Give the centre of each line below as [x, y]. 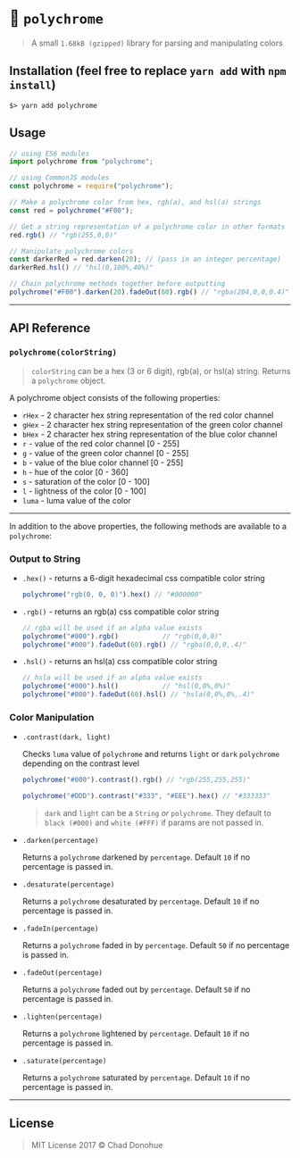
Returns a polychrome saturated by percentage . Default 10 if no [136, 1078]
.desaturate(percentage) [68, 885]
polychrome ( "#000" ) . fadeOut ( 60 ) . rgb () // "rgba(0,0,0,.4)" [134, 645]
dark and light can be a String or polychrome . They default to [158, 813]
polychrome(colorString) [63, 353]
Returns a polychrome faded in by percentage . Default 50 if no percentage [156, 946]
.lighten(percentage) [62, 1017]
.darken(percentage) [60, 841]
